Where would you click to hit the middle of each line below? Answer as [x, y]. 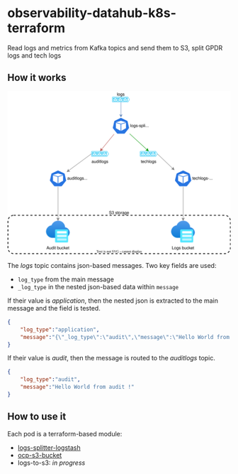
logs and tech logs [34, 55]
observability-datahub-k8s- [92, 13]
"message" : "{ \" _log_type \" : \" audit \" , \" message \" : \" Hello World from [125, 337]
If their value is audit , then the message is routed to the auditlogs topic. [112, 358]
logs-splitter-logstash [49, 447]
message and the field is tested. [54, 308]
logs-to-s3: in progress [51, 463]
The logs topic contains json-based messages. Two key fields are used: [112, 265]
